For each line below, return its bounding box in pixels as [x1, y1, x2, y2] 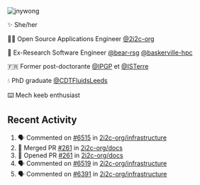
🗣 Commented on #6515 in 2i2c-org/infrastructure [17, 133, 167, 142]
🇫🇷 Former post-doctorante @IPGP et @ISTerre [7, 62, 149, 70]
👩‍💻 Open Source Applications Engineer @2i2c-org [7, 35, 155, 43]
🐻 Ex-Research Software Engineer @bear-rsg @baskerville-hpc [7, 48, 193, 57]
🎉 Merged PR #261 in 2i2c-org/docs [17, 143, 123, 152]
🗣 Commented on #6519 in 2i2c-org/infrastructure [17, 159, 167, 167]
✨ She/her [7, 21, 38, 28]
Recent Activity [7, 114, 77, 126]
